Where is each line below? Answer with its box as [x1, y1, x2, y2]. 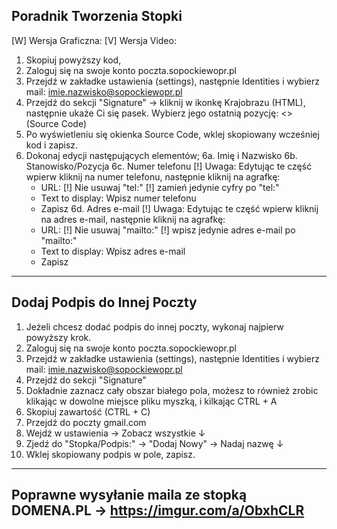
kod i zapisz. [25, 139, 79, 151]
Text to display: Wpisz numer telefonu [40, 192, 197, 204]
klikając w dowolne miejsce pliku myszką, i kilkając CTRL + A [25, 395, 278, 407]
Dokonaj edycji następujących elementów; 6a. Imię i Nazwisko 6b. [25, 149, 298, 161]
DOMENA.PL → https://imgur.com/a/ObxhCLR [11, 502, 305, 519]
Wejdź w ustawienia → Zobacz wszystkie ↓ [25, 427, 206, 439]
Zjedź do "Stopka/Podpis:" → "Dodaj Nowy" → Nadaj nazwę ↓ [25, 437, 284, 449]
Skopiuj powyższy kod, [25, 54, 122, 66]
